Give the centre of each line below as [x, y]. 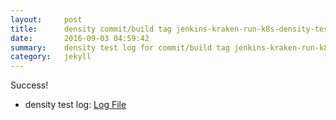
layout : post [46, 19]
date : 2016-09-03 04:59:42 [80, 38]
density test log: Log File [75, 105]
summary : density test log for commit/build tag [120, 47]
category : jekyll [51, 57]
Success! [29, 85]
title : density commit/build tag [91, 29]
